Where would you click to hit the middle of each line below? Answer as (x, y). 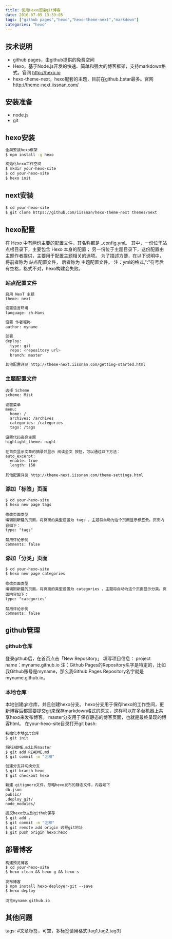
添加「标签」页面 (26, 489)
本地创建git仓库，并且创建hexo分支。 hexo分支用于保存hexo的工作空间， (83, 704)
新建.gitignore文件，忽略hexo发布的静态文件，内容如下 (58, 785)
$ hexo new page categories (35, 574)
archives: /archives (32, 419)
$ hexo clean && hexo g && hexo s (42, 872)
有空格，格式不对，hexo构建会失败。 (44, 269)
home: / (18, 414)
